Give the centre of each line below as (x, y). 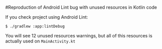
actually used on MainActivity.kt (40, 41)
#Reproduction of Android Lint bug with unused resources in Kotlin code (81, 7)
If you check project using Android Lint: (47, 17)
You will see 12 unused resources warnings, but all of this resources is (79, 36)
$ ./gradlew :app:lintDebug (35, 26)
